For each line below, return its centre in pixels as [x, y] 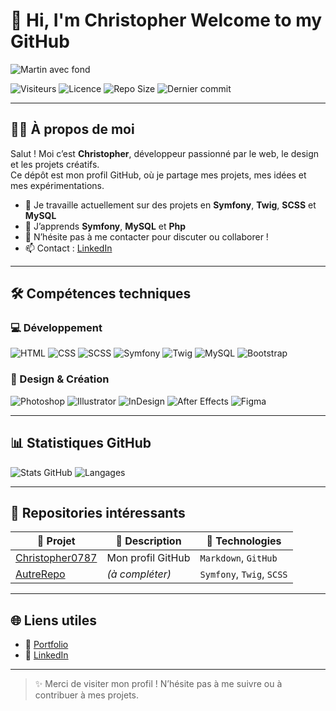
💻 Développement [56, 328]
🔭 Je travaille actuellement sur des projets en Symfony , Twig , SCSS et [170, 205]
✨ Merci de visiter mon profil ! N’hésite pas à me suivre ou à [158, 684]
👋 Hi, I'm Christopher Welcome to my [166, 20]
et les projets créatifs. [55, 164]
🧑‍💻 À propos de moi [72, 129]
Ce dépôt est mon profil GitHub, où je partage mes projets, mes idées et [158, 175]
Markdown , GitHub [238, 558]
